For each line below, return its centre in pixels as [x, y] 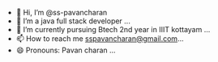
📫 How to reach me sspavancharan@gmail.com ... [100, 39]
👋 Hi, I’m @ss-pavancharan [62, 12]
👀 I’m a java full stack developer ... [73, 21]
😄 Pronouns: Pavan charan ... [66, 50]
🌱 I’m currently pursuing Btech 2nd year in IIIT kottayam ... [113, 29]
